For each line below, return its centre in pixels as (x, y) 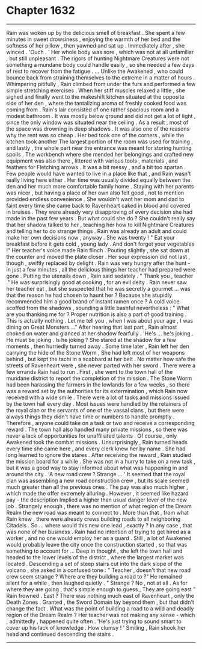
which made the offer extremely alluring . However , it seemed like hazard (97, 493)
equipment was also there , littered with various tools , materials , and (92, 161)
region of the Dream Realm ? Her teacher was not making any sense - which (101, 615)
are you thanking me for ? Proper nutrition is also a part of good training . (96, 314)
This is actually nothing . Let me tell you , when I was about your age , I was (100, 320)
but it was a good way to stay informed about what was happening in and (97, 468)
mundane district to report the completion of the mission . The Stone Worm (99, 378)
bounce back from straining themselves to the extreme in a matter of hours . (101, 77)
